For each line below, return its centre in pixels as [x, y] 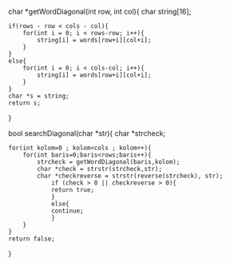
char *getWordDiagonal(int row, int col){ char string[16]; [100, 12]
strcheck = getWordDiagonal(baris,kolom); [109, 162]
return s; [25, 103]
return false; [32, 239]
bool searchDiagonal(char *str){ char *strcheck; [87, 133]
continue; [67, 211]
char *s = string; [39, 96]
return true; [72, 190]
